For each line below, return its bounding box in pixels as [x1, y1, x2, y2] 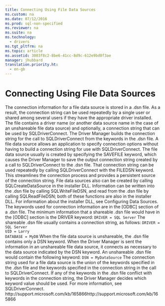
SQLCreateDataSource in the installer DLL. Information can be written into [5, 183, 155, 189]
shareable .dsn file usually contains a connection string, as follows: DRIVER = [5, 219, 160, 225]
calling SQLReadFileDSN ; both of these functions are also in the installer [5, 193, 152, 199]
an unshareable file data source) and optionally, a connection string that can [5, 125, 160, 131]
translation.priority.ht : [5, 62, 58, 67]
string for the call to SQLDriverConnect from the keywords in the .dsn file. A [5, 136, 159, 141]
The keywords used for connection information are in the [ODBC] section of [5, 204, 159, 209]
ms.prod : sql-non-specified [5, 21, 63, 26]
